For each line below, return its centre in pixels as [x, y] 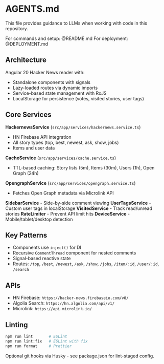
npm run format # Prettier [39, 346]
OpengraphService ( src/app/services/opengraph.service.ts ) [71, 183]
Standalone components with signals [52, 82]
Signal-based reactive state [42, 259]
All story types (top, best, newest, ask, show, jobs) [66, 142]
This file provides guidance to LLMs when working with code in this [76, 23]
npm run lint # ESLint [36, 336]
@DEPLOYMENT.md [27, 44]
